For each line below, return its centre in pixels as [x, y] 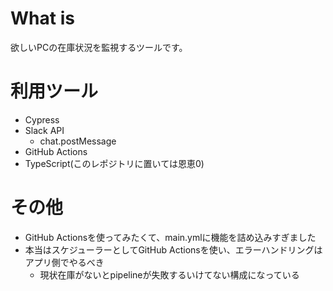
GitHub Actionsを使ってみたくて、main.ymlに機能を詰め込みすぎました [170, 237]
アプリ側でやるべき [64, 262]
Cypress [42, 119]
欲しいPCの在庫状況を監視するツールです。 [99, 47]
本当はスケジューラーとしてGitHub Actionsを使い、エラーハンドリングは [173, 249]
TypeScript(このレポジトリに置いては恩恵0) [114, 163]
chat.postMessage [78, 141]
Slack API [44, 130]
